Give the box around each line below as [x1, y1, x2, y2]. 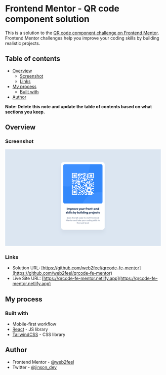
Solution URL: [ [12, 265, 43, 271]
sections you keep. [5, 109, 45, 115]
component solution [5, 13, 90, 25]
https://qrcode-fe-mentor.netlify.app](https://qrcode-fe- [43, 275, 158, 282]
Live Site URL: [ [12, 275, 44, 282]
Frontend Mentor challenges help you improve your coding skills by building [5, 35, 160, 41]
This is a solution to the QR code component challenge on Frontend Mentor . [5, 30, 159, 36]
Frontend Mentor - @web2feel [12, 359, 74, 365]
